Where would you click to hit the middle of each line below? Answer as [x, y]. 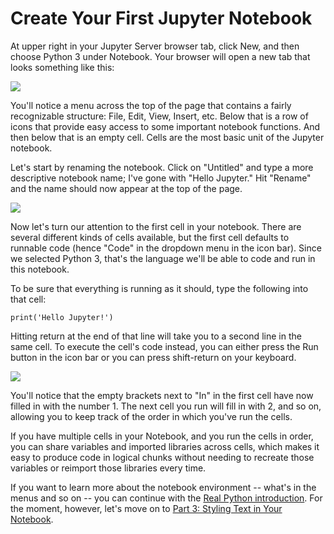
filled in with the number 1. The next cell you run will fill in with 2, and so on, [166, 406]
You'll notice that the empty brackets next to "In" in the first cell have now [162, 395]
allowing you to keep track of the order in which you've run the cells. [151, 416]
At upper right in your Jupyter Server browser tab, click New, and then [155, 46]
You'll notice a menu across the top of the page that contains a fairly [151, 105]
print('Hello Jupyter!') [62, 317]
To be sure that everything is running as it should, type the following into [159, 288]
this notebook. [40, 269]
